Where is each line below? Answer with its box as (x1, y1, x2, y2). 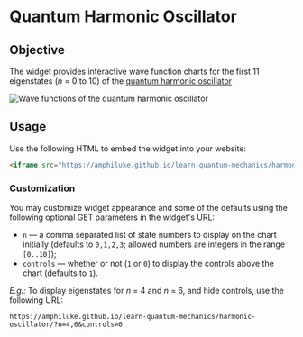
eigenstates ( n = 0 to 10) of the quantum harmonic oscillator (9, 76, 233, 87)
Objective (9, 42, 66, 58)
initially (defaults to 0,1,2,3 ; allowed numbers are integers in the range (22, 239, 286, 250)
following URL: (9, 295, 64, 305)
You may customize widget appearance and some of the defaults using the (9, 202, 289, 213)
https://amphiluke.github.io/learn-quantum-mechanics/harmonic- (9, 312, 256, 321)
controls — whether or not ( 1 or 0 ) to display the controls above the (22, 258, 275, 269)
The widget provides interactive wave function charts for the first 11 (9, 66, 260, 77)
